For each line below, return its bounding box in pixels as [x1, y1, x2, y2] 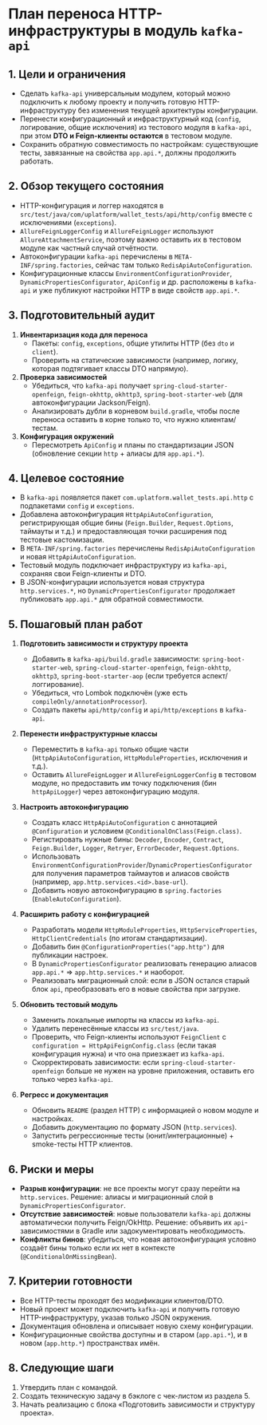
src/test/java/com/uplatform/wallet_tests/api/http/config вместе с [19, 209, 253, 219]
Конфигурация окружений [19, 432, 114, 441]
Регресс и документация [19, 1090, 109, 1099]
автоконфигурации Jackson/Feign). [31, 397, 151, 407]
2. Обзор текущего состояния [8, 180, 164, 193]
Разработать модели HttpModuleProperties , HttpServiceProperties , [31, 925, 257, 934]
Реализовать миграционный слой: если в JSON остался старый [31, 976, 249, 985]
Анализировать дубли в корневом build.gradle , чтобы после [31, 406, 241, 416]
